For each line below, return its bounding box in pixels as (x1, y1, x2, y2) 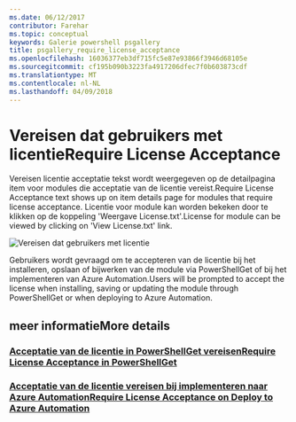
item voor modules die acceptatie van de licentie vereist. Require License (9, 183, 275, 193)
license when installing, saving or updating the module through (9, 283, 239, 293)
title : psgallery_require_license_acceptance (9, 46, 180, 55)
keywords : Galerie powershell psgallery (9, 37, 161, 47)
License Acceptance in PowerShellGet (9, 356, 177, 368)
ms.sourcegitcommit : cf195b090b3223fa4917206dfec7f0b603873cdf (9, 63, 248, 72)
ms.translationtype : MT (9, 71, 97, 80)
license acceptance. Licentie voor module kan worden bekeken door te (9, 201, 269, 213)
